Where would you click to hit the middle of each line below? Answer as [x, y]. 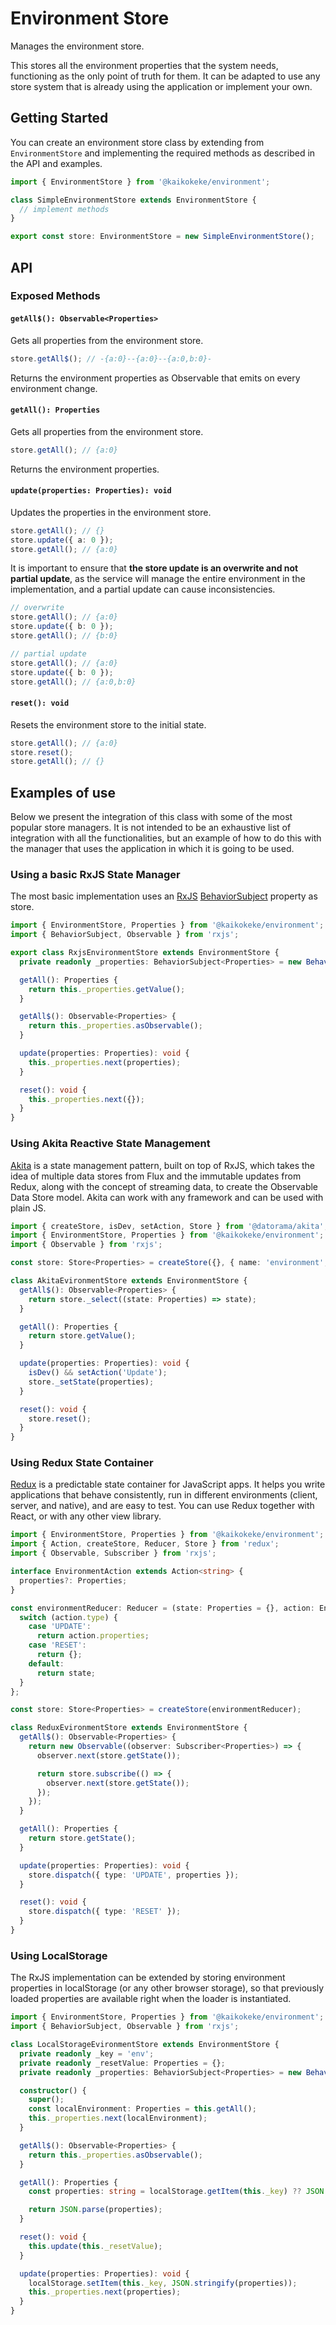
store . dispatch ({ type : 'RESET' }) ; [105, 1912]
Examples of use [63, 792]
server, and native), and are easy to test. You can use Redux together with [162, 1506]
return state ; [66, 1673]
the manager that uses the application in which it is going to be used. [152, 849]
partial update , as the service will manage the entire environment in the [158, 579]
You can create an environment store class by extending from [137, 142]
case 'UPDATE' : [60, 1627]
